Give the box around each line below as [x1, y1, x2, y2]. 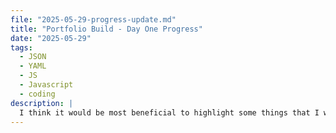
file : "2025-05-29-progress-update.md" [10, 14, 177, 25]
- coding [19, 89, 56, 99]
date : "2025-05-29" [10, 33, 92, 43]
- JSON [19, 52, 47, 62]
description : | [10, 98, 74, 108]
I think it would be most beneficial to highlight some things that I [19, 107, 320, 118]
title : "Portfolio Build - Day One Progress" [10, 24, 203, 34]
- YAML [19, 61, 47, 71]
